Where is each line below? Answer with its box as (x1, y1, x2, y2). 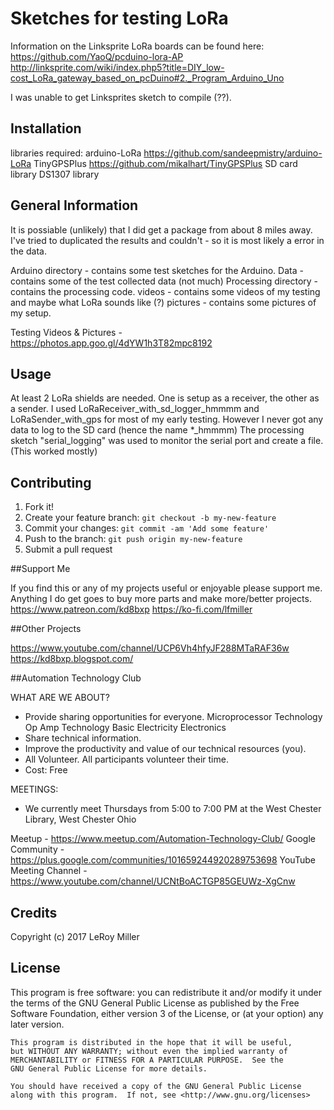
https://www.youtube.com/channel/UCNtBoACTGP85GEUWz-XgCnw (10, 875, 296, 887)
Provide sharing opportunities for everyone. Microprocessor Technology (24, 711, 323, 723)
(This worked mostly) (10, 445, 98, 457)
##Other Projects (10, 623, 82, 635)
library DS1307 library (10, 168, 100, 180)
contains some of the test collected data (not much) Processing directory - (10, 275, 319, 287)
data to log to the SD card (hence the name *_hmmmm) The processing (10, 424, 305, 436)
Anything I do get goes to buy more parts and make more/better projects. (10, 593, 312, 605)
